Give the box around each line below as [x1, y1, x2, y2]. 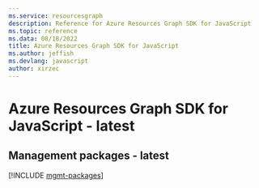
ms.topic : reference [8, 27, 79, 35]
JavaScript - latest [8, 117, 135, 135]
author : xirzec [8, 65, 60, 73]
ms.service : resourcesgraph [8, 11, 104, 20]
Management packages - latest [8, 149, 170, 163]
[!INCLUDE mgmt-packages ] [8, 170, 104, 180]
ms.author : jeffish [8, 49, 74, 58]
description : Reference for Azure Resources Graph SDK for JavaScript [8, 19, 252, 28]
